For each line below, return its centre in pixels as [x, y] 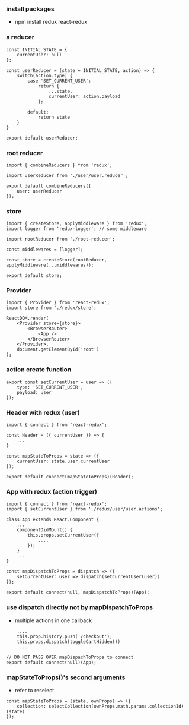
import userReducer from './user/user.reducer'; [67, 175]
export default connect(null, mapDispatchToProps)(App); [78, 592]
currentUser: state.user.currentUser [63, 461]
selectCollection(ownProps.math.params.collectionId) [116, 706]
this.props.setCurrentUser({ [63, 535]
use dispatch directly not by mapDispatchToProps [79, 607]
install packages [30, 9]
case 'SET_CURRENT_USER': [60, 81]
